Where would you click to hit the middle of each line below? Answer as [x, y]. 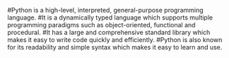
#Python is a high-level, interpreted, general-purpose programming [105, 10]
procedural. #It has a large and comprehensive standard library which [109, 32]
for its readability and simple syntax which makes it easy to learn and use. [115, 47]
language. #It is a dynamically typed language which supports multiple [110, 17]
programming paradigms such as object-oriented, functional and [101, 25]
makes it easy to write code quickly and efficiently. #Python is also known [115, 40]
